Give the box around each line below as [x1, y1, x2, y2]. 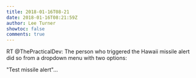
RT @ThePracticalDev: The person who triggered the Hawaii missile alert [6, 48, 191, 55]
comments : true [6, 31, 45, 37]
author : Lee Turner [6, 20, 56, 26]
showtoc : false [6, 25, 45, 32]
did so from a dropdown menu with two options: [6, 54, 127, 62]
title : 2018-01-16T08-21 [6, 8, 70, 15]
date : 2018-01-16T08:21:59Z [6, 15, 78, 21]
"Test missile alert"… [6, 66, 58, 73]
